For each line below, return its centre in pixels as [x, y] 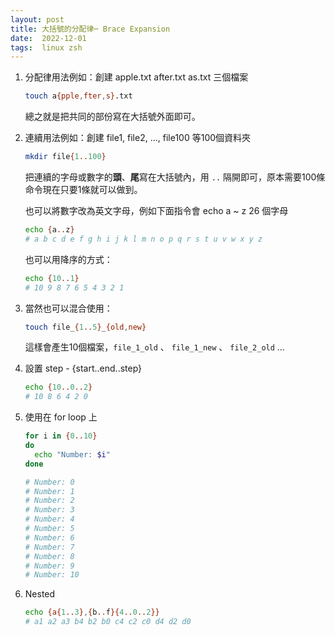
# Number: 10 [52, 575]
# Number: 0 [49, 482]
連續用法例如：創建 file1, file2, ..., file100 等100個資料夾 [138, 138]
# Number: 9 [49, 566]
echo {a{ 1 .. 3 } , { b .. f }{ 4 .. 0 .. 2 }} [92, 612]
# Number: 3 [49, 510]
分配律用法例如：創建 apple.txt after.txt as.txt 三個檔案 [136, 77]
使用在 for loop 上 [61, 417]
